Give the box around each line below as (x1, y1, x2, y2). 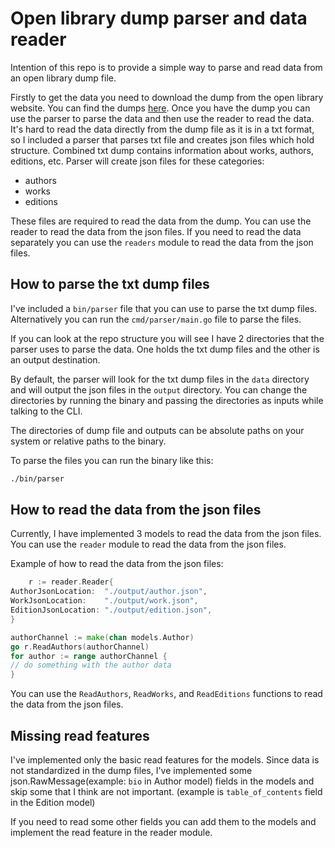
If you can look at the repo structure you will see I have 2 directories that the (10, 332, 325, 344)
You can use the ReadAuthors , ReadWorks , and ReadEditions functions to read (10, 688, 323, 700)
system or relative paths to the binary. (10, 435, 167, 447)
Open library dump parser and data (10, 7, 308, 30)
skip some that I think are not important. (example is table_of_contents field (10, 786, 323, 797)
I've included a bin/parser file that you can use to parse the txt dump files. (10, 302, 318, 314)
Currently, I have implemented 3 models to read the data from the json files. (10, 528, 322, 540)
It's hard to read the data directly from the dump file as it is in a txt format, (10, 123, 315, 135)
